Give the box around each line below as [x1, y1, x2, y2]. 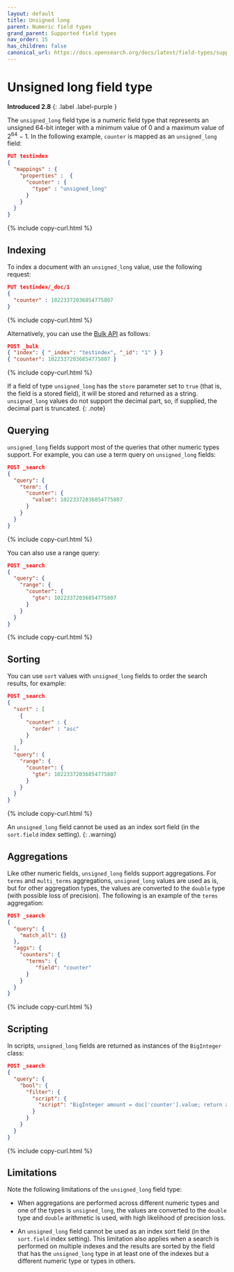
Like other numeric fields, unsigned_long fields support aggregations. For [7, 869, 217, 877]
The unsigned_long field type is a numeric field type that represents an [7, 116, 209, 124]
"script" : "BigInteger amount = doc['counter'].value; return [38, 1102, 223, 1109]
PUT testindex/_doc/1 [7, 284, 70, 291]
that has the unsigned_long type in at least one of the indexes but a [17, 1250, 209, 1258]
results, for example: [7, 679, 66, 688]
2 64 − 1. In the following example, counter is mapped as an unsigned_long [7, 131, 217, 140]
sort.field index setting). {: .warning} [7, 831, 117, 839]
